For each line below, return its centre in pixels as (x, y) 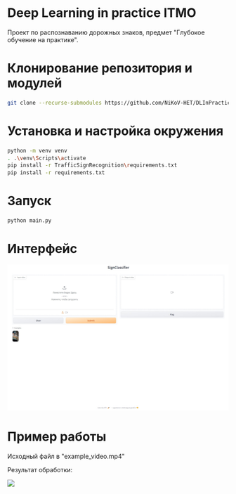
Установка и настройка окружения (115, 131)
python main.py (29, 221)
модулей (35, 83)
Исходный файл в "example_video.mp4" (66, 456)
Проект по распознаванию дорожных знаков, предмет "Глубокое (106, 32)
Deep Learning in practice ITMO (102, 13)
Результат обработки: (40, 469)
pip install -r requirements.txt (56, 173)
